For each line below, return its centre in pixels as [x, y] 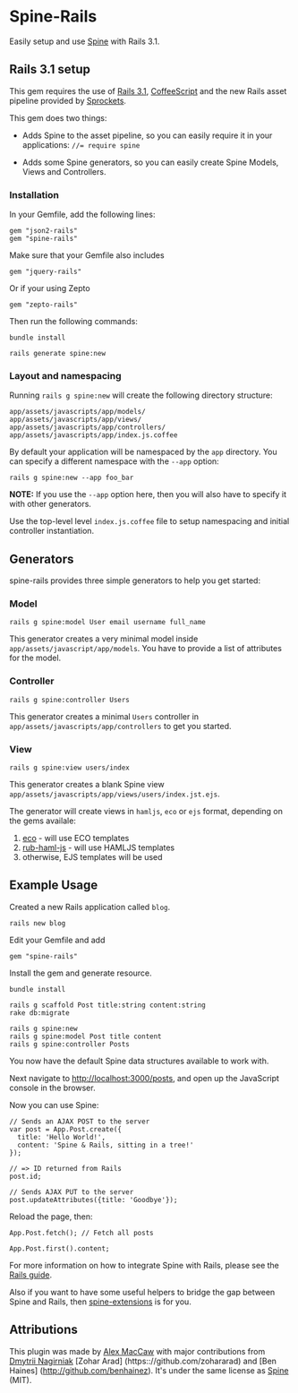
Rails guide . [30, 1275]
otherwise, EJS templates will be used [92, 857]
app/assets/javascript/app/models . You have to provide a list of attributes [145, 649]
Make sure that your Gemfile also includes [87, 255]
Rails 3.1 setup [50, 69]
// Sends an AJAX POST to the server [80, 1122]
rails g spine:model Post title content [86, 1036]
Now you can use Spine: [54, 1105]
